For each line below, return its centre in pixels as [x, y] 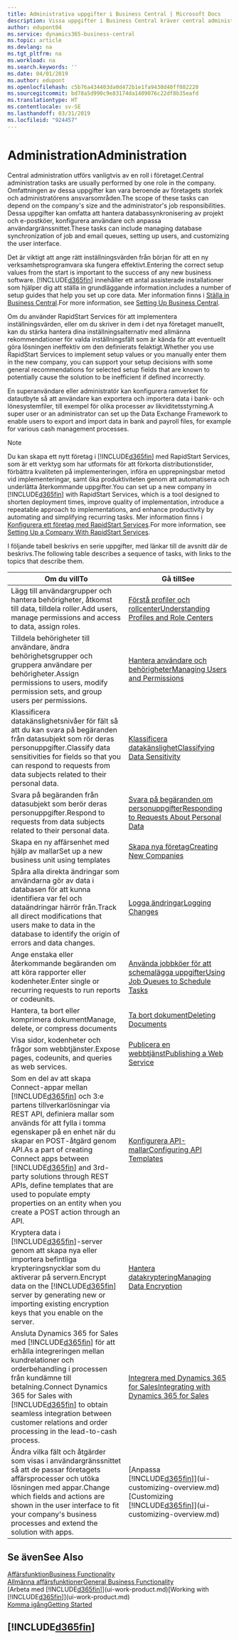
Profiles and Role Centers [171, 617]
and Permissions [156, 678]
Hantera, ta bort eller [46, 1010]
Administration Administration [97, 155]
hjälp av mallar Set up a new [57, 851]
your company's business [54, 1514]
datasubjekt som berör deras [59, 804]
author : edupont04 [34, 27]
